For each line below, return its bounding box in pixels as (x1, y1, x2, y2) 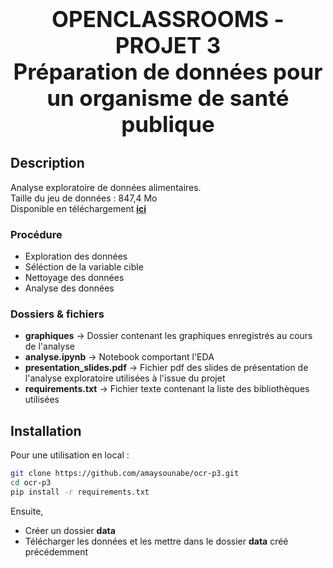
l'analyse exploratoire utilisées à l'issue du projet (24, 372, 226, 384)
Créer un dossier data (24, 524, 116, 536)
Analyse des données (24, 282, 115, 294)
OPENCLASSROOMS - (51, 5, 285, 33)
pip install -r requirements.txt (10, 487, 150, 497)
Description (10, 155, 85, 172)
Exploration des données (24, 250, 128, 263)
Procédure (10, 227, 63, 241)
